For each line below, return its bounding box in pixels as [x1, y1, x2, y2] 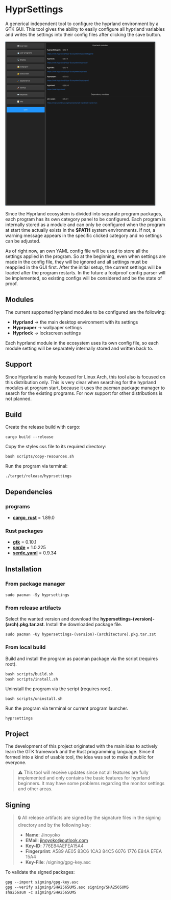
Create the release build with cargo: [5, 424, 81, 430]
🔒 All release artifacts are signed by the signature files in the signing [17, 814, 161, 821]
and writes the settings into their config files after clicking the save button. [5, 31, 162, 37]
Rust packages [5, 527, 43, 534]
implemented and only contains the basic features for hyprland [17, 775, 151, 781]
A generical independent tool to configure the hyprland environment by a [5, 21, 159, 27]
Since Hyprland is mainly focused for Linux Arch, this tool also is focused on [5, 373, 166, 380]
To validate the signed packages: [5, 869, 75, 875]
